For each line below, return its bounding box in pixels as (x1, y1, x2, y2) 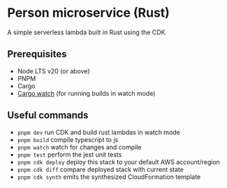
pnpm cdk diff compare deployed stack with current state (17, 165, 184, 173)
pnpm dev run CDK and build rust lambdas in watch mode (17, 128, 180, 136)
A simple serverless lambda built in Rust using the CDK (7, 28, 166, 36)
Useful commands (7, 110, 89, 122)
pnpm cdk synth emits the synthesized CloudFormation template (17, 173, 201, 181)
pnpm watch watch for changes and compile (17, 143, 142, 151)
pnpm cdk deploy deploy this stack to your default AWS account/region (17, 157, 220, 166)
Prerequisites (7, 48, 67, 60)
